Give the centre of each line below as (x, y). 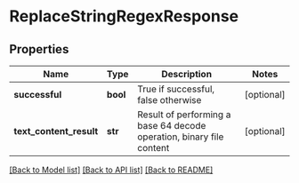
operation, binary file (181, 137)
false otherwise (170, 100)
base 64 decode (172, 126)
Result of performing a (184, 115)
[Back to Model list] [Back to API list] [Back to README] (111, 170)
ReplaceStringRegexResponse (124, 16)
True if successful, (176, 89)
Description (186, 74)
